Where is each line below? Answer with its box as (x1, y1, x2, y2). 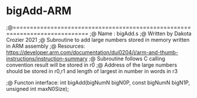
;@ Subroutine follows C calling (88, 55, 166, 62)
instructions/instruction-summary (6, 55, 88, 62)
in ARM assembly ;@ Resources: (6, 43, 86, 50)
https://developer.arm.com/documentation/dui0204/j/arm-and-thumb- (6, 48, 179, 55)
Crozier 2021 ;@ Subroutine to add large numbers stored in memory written (6, 36, 190, 43)
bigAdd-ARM (6, 4, 72, 18)
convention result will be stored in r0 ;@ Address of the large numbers (6, 61, 177, 68)
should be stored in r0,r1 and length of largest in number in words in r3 (6, 67, 178, 74)
